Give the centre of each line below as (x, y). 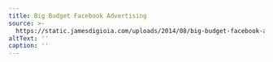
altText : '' (28, 38)
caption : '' (28, 46)
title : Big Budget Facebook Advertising (78, 16)
